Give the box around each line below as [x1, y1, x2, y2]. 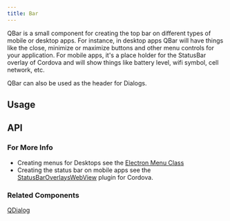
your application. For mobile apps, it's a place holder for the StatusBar [7, 51, 207, 59]
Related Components [7, 190, 79, 200]
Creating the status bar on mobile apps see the [17, 166, 151, 174]
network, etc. [7, 65, 45, 74]
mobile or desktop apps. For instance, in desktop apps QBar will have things [7, 36, 224, 45]
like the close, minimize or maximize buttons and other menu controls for [7, 43, 215, 52]
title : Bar [7, 10, 39, 17]
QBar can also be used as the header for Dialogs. [7, 78, 147, 87]
